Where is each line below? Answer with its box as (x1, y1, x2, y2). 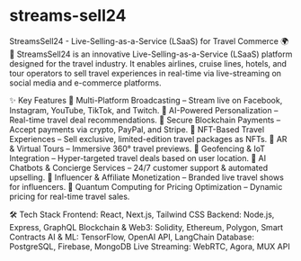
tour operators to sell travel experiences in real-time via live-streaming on (9, 67, 281, 78)
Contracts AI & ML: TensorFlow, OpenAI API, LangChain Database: (9, 231, 254, 242)
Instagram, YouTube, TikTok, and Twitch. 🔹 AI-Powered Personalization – (9, 104, 279, 115)
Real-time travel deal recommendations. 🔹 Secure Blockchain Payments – (9, 114, 281, 125)
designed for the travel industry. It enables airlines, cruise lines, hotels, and (9, 58, 288, 68)
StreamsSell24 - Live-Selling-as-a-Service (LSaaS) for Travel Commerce (9, 35, 279, 46)
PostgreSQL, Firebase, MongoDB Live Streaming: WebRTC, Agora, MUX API (9, 240, 290, 252)
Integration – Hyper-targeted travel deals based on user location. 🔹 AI (9, 152, 267, 163)
